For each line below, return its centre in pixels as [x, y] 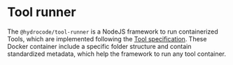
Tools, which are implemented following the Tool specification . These [107, 38]
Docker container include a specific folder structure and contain [99, 46]
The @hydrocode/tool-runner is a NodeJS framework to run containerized [113, 31]
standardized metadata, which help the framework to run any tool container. [116, 54]
